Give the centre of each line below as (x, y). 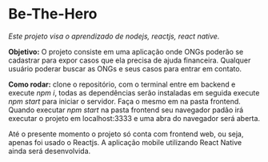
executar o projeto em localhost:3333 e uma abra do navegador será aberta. (134, 118)
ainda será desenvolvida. (50, 151)
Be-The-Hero (53, 14)
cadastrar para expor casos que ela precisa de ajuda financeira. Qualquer (130, 60)
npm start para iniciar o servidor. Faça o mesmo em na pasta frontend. (125, 101)
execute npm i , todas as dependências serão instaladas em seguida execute (134, 92)
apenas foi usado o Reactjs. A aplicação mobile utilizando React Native (125, 142)
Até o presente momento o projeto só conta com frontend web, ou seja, (126, 134)
